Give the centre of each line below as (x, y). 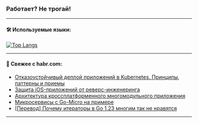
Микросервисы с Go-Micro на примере (64, 102)
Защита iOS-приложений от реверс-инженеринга (77, 89)
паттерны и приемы (39, 83)
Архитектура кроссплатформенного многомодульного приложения (100, 95)
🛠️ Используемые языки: (39, 29)
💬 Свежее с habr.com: (34, 64)
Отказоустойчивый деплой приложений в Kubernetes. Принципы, (97, 77)
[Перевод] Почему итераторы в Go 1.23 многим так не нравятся (96, 108)
